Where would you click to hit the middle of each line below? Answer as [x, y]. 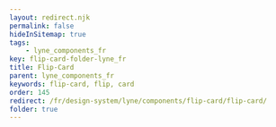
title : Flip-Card [42, 68]
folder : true [34, 109]
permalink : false [42, 26]
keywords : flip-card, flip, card [72, 84]
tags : [19, 42]
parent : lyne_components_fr [62, 76]
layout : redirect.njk [50, 17]
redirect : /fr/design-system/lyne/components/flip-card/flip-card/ [138, 101]
